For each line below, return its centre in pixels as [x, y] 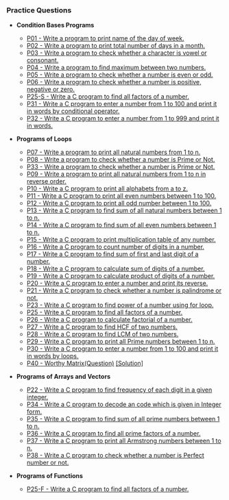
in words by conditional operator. [73, 111]
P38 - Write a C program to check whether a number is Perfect [115, 455]
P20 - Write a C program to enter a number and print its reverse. [117, 284]
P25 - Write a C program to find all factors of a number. [105, 312]
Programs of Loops [44, 139]
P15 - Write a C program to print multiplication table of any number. [121, 240]
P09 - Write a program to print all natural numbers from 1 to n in [116, 174]
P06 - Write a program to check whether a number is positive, [114, 82]
